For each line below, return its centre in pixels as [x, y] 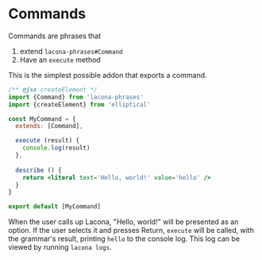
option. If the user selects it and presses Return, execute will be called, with [131, 231]
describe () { [39, 170]
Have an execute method [60, 60]
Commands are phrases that [55, 36]
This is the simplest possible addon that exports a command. [108, 75]
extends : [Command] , [49, 126]
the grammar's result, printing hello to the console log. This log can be [124, 239]
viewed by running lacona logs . [60, 247]
